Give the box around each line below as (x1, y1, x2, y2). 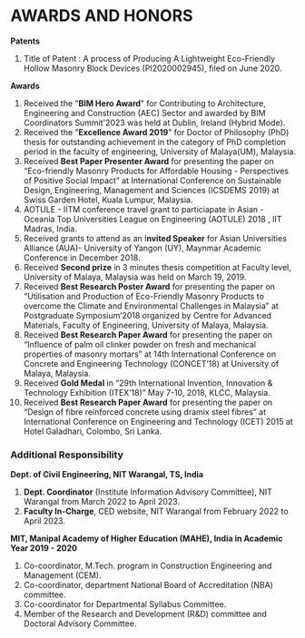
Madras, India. (23, 223, 78, 234)
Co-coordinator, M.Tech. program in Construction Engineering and (23, 560, 272, 572)
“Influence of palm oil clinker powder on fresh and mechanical (23, 339, 257, 349)
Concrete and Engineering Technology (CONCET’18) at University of (23, 358, 280, 368)
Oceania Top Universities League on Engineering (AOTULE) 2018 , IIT (23, 213, 282, 224)
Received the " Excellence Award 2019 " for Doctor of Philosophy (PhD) (23, 126, 290, 137)
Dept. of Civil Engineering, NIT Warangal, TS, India (10, 469, 203, 480)
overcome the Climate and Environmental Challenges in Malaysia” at (23, 300, 280, 311)
